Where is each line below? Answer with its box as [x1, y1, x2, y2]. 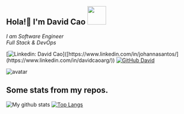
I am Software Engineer [6, 32, 64, 40]
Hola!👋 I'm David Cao [6, 17, 86, 27]
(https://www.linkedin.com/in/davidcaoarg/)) [6, 57, 115, 64]
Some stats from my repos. [6, 85, 109, 95]
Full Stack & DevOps [6, 39, 56, 46]
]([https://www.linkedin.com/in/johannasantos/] [62, 50, 179, 57]
